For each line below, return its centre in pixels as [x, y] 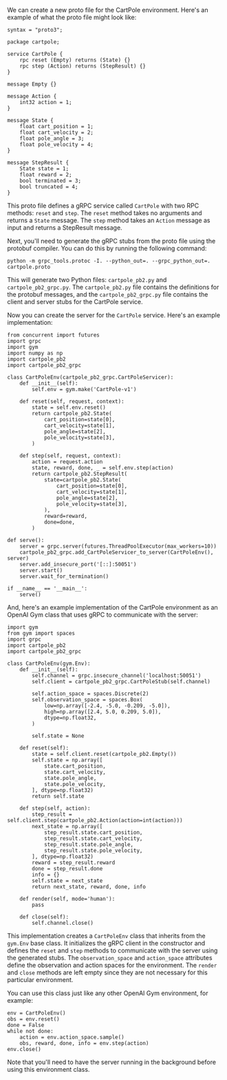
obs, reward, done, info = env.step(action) [84, 1043]
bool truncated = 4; [49, 187]
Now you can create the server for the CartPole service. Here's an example [114, 315]
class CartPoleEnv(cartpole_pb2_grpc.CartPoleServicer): [90, 377]
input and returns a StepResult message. [65, 228]
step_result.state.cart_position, [93, 832]
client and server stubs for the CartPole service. [75, 302]
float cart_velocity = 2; [57, 132]
